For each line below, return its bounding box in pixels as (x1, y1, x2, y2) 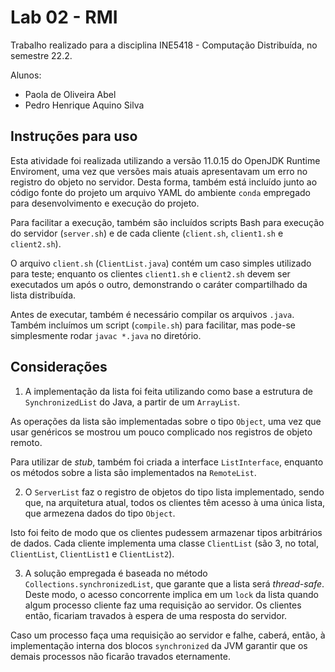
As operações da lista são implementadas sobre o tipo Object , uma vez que (10, 415, 322, 427)
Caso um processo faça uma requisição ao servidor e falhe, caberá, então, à (10, 629, 326, 641)
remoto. (10, 436, 43, 448)
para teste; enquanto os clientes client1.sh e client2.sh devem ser (10, 267, 291, 280)
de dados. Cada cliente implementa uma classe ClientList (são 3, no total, (10, 537, 319, 549)
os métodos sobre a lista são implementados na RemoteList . (10, 466, 257, 478)
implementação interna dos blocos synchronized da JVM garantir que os (10, 639, 308, 651)
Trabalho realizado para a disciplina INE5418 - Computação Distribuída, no (10, 39, 318, 51)
